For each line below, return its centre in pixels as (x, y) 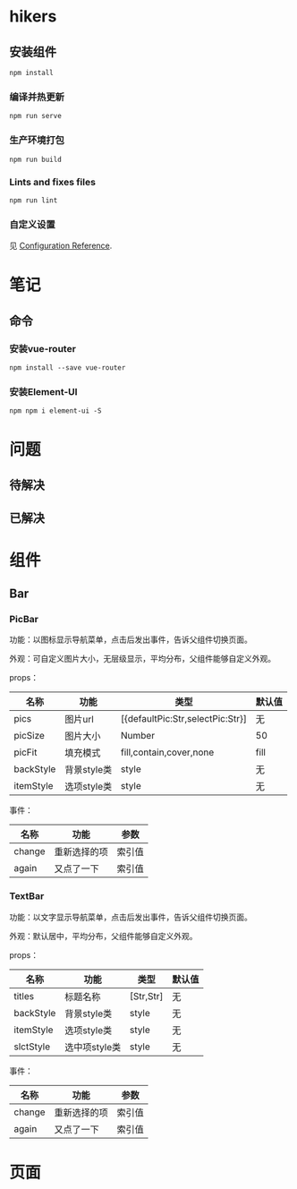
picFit (25, 752)
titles (24, 996)
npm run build (36, 159)
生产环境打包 (37, 141)
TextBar (27, 896)
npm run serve (36, 116)
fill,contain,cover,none (167, 752)
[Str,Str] (146, 996)
